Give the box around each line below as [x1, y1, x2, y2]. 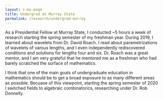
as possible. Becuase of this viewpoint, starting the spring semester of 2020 [5, 80, 158, 86]
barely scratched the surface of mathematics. [5, 60, 97, 66]
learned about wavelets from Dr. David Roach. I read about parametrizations [5, 40, 158, 46]
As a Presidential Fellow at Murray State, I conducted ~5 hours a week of [5, 30, 151, 35]
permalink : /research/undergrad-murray [5, 16, 86, 21]
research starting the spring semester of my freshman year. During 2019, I [5, 34, 153, 40]
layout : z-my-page [5, 7, 42, 12]
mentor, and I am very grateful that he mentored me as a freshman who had [5, 55, 157, 61]
